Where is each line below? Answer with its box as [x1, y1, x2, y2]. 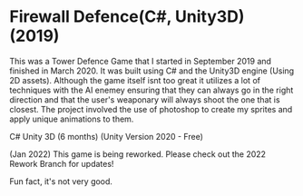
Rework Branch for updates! [9, 158, 114, 169]
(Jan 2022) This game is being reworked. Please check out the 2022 [9, 148, 266, 160]
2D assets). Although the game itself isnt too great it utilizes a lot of [9, 74, 261, 85]
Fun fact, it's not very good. [9, 175, 113, 187]
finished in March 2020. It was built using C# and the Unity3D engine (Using [9, 65, 295, 76]
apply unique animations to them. [9, 113, 134, 124]
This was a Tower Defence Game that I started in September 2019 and [9, 55, 272, 66]
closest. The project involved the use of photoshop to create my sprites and [9, 103, 293, 114]
